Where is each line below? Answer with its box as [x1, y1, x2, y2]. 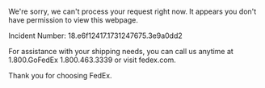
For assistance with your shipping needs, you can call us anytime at [8, 47, 234, 56]
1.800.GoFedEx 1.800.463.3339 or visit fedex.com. [8, 55, 176, 65]
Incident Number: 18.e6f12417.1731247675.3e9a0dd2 [8, 31, 183, 40]
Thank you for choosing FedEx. [8, 71, 112, 80]
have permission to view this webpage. [8, 15, 139, 24]
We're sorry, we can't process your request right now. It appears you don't [8, 6, 257, 16]
